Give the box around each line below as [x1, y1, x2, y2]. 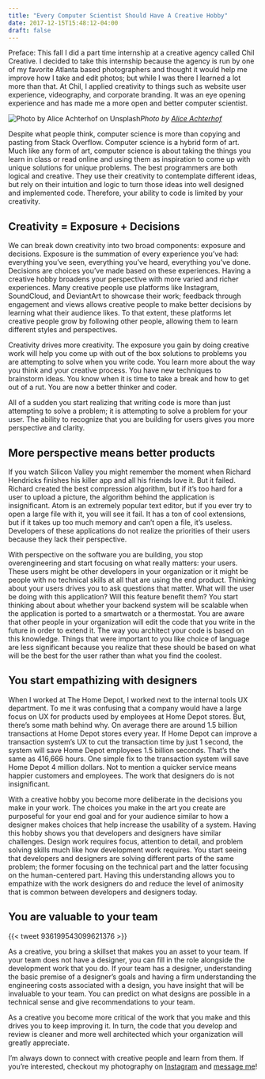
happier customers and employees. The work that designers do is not [8, 771, 235, 780]
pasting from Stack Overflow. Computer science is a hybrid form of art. [8, 138, 240, 147]
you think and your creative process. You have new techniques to [8, 365, 221, 375]
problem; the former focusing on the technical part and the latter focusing [8, 862, 249, 871]
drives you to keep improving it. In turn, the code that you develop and [8, 1020, 237, 1031]
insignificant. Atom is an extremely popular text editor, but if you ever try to [8, 501, 252, 510]
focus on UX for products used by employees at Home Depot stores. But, [8, 711, 247, 721]
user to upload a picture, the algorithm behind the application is [8, 492, 215, 502]
